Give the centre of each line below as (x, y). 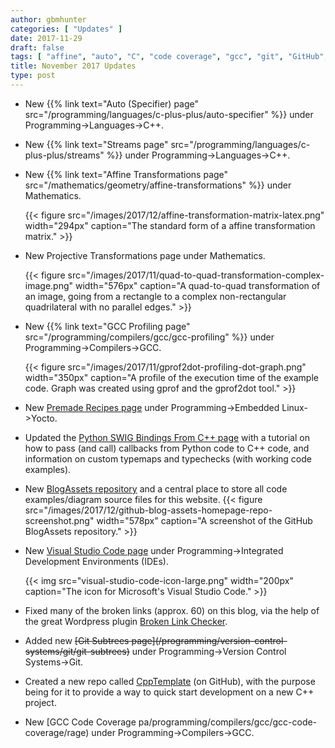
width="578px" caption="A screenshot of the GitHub (204, 520)
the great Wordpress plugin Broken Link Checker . (126, 621)
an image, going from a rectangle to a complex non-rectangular (155, 296)
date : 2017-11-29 (46, 38)
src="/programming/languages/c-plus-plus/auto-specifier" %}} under (169, 114)
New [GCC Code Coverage (80, 722)
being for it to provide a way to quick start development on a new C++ (169, 692)
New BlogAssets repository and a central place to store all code (156, 488)
